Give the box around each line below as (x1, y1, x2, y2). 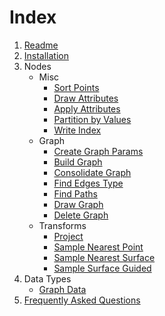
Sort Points (53, 81, 100, 93)
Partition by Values (53, 113, 132, 125)
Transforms (38, 219, 87, 231)
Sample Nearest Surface (53, 251, 156, 263)
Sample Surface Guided (53, 262, 152, 274)
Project (53, 230, 84, 242)
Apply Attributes (53, 102, 121, 115)
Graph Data (38, 283, 87, 295)
